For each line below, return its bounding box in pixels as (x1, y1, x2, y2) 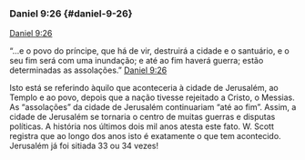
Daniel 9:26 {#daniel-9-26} (9, 7, 133, 20)
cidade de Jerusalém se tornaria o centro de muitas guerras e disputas (9, 112, 276, 123)
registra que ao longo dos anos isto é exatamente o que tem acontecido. (9, 131, 281, 142)
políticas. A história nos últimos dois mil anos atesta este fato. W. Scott (9, 121, 275, 132)
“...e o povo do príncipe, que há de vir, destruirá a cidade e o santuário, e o (9, 45, 290, 56)
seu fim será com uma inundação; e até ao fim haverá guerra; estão (9, 55, 264, 66)
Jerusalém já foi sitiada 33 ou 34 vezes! (9, 140, 159, 152)
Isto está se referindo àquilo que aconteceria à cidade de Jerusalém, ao (9, 83, 280, 94)
